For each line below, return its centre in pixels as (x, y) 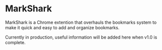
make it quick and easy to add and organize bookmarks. (62, 27)
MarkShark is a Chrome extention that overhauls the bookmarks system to (81, 22)
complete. (15, 42)
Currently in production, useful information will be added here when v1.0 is (81, 37)
